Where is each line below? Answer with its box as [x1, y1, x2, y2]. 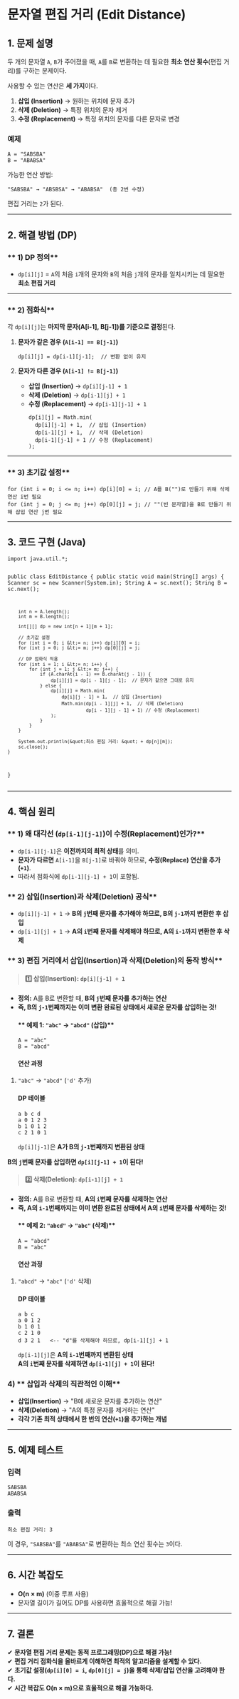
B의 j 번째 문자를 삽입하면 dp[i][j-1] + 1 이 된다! [7, 1157, 144, 1166]
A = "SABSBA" [7, 151, 46, 158]
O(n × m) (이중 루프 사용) [17, 1589, 89, 1598]
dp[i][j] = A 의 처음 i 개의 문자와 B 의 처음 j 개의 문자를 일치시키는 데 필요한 [17, 269, 225, 278]
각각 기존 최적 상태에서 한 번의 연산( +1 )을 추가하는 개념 [17, 1414, 167, 1423]
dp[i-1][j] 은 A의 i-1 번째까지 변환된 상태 [17, 1351, 134, 1359]
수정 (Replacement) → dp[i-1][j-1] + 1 [28, 400, 147, 408]
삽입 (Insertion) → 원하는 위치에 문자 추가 [17, 97, 135, 105]
